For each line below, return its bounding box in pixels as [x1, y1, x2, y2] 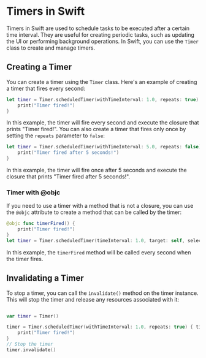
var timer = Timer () [6, 313, 59, 319]
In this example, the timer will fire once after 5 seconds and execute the [6, 167, 187, 173]
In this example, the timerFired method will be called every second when [6, 248, 191, 256]
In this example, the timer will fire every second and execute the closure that [6, 119, 199, 126]
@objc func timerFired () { [6, 221, 75, 227]
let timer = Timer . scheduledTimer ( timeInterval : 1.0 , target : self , [6, 237, 185, 243]
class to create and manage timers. [6, 44, 96, 51]
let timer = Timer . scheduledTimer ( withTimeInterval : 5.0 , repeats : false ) [6, 144, 202, 150]
